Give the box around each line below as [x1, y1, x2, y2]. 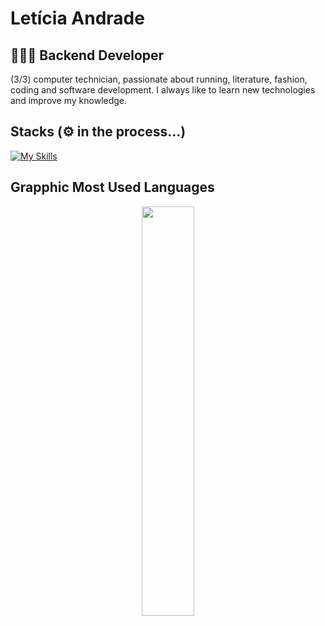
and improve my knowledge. [10, 95, 128, 106]
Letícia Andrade [10, 7, 145, 30]
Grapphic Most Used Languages [10, 179, 215, 196]
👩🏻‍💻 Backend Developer [10, 47, 165, 64]
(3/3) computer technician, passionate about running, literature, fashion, [10, 73, 308, 85]
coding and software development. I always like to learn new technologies [10, 84, 316, 96]
